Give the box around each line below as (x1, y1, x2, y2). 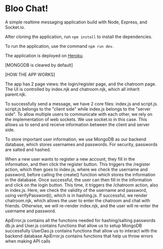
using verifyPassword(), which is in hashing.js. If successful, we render (5, 192, 148, 198)
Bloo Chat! (5, 3, 49, 14)
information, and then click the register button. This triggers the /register (5, 161, 150, 167)
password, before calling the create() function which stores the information (5, 171, 156, 177)
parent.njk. (5, 91, 27, 97)
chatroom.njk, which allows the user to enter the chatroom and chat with (5, 197, 150, 203)
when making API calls (5, 238, 51, 244)
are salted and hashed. (5, 146, 51, 152)
